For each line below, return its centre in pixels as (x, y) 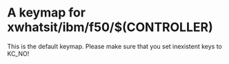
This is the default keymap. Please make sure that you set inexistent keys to (114, 46)
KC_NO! (18, 54)
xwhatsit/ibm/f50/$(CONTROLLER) (110, 27)
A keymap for (47, 13)
